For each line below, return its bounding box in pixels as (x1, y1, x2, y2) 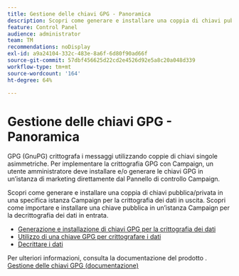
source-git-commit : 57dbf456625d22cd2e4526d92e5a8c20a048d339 (7, 57, 196, 64)
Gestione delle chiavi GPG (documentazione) (7, 261, 139, 270)
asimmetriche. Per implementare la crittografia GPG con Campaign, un (7, 159, 214, 168)
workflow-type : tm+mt (7, 63, 72, 70)
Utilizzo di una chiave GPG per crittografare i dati (17, 233, 161, 241)
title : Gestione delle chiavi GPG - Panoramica (7, 10, 152, 18)
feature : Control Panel (7, 23, 78, 31)
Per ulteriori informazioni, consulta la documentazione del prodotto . (7, 254, 208, 262)
